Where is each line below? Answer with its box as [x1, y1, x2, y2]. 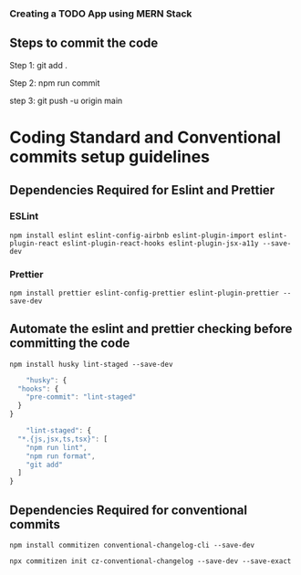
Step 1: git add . [9, 59, 68, 70]
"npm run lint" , [26, 443, 88, 452]
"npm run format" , [26, 451, 96, 461]
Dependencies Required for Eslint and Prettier [9, 183, 275, 198]
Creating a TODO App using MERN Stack [9, 7, 192, 20]
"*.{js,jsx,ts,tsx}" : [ [17, 434, 108, 444]
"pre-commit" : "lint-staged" [26, 392, 137, 402]
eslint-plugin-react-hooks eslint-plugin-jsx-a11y [62, 238, 259, 248]
